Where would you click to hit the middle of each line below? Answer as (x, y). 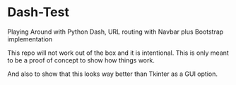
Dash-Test (38, 12)
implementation (30, 39)
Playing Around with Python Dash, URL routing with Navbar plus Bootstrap (116, 32)
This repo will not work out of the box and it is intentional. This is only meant (118, 53)
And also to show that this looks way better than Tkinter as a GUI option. (112, 74)
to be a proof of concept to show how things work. (81, 60)
